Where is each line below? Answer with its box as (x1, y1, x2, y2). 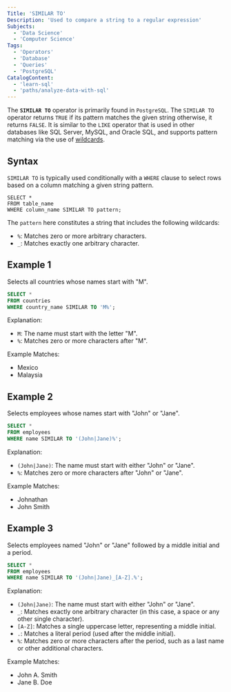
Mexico (17, 364, 39, 372)
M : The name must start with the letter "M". (17, 329, 138, 338)
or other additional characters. (17, 644, 103, 653)
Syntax (7, 155, 39, 167)
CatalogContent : (7, 74, 54, 81)
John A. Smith (17, 671, 57, 680)
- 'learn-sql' (13, 81, 54, 88)
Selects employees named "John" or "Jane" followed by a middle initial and (7, 541, 220, 549)
